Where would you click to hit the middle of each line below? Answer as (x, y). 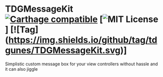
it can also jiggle (21, 69)
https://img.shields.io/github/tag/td (83, 40)
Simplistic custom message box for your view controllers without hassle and (81, 64)
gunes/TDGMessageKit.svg (63, 50)
